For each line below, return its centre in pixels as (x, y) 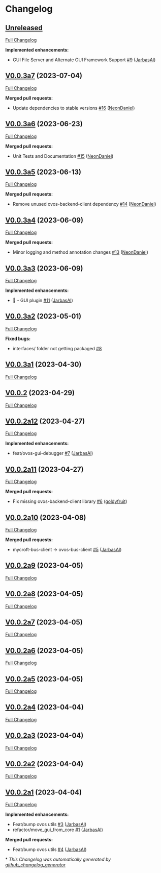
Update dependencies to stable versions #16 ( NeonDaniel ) (74, 108)
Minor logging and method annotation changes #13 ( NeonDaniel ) (80, 252)
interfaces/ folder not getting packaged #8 (57, 348)
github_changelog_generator (36, 865)
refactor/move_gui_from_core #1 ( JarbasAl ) (58, 830)
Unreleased (24, 28)
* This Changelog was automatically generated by (58, 859)
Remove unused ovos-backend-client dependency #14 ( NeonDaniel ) (84, 204)
